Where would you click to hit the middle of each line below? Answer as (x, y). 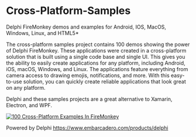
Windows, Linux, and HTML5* (42, 33)
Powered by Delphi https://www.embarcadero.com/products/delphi (87, 128)
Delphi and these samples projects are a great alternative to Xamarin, (89, 99)
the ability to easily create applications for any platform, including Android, (96, 63)
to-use (14, 81)
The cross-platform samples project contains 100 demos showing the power (98, 44)
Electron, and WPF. (29, 105)
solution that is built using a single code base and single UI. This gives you (96, 57)
